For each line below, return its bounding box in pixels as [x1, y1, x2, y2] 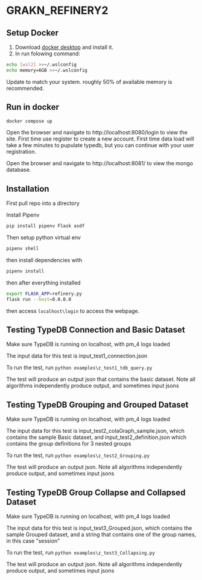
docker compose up [6, 118, 52, 124]
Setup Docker [6, 28, 59, 38]
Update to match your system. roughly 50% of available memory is [6, 78, 172, 85]
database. [6, 166, 31, 174]
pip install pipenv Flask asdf [6, 223, 85, 229]
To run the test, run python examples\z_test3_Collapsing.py [6, 549, 156, 556]
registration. [6, 148, 36, 156]
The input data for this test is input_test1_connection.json [6, 352, 148, 359]
